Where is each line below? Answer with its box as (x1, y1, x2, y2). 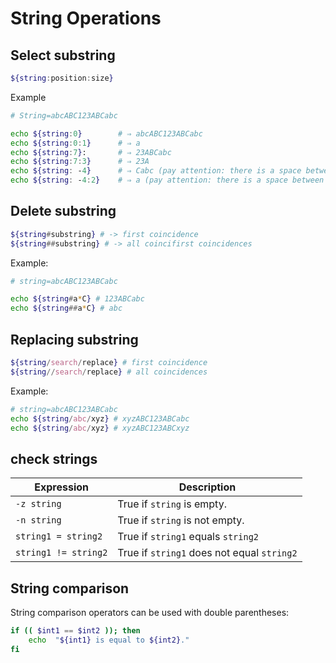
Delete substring (10, 203, 117, 220)
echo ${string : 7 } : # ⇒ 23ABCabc (10, 147, 172, 157)
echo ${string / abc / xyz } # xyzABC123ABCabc (10, 413, 190, 424)
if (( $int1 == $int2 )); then (10, 626, 141, 636)
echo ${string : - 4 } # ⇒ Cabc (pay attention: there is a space (10, 166, 302, 176)
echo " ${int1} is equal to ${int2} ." (28, 635, 190, 645)
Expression (34, 480, 90, 494)
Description (178, 480, 237, 494)
